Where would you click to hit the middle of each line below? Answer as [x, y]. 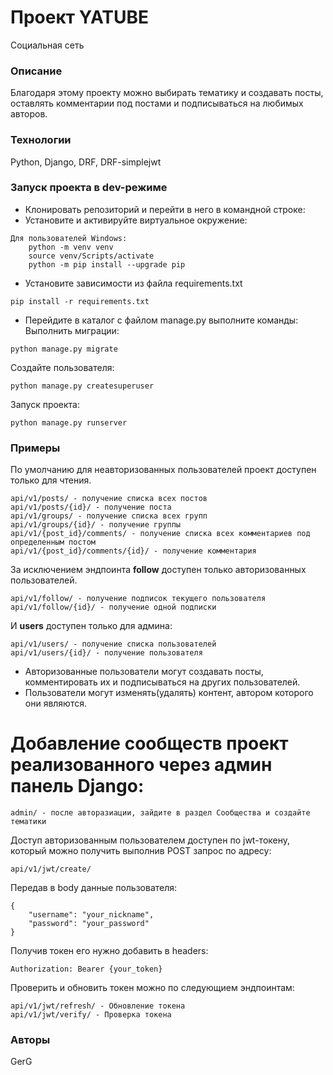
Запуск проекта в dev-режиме [89, 188]
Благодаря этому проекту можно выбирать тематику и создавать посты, [167, 93]
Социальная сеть [47, 45]
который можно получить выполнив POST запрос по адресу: [141, 851]
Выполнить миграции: [72, 330]
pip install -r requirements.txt [80, 301]
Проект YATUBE [80, 17]
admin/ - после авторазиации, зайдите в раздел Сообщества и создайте [160, 813]
